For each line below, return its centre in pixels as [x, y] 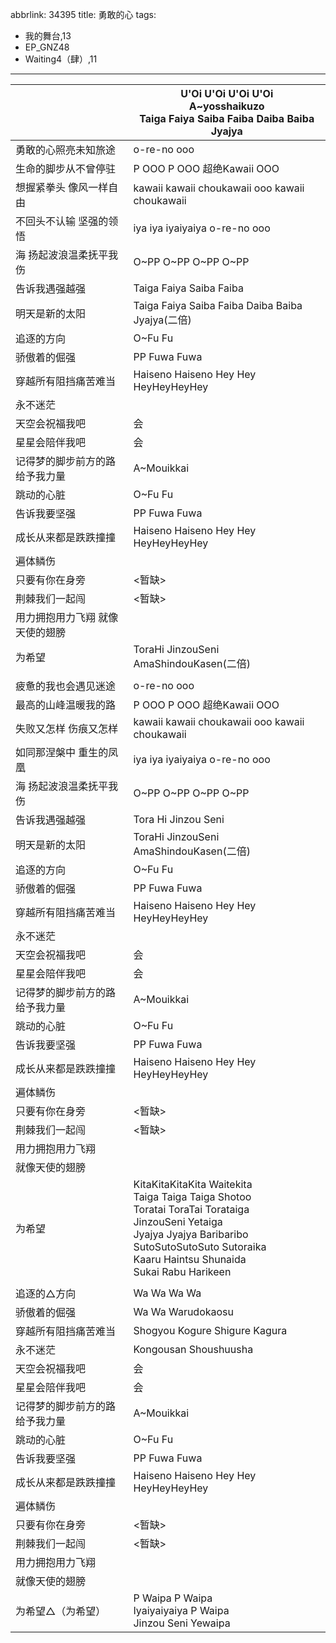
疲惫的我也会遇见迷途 [66, 686]
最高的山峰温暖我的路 [66, 705]
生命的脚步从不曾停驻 [66, 168]
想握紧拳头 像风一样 [62, 187]
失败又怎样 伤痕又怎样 [67, 728]
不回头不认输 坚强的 [62, 221]
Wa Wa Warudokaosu [184, 1311]
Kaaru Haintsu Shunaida [190, 1259]
